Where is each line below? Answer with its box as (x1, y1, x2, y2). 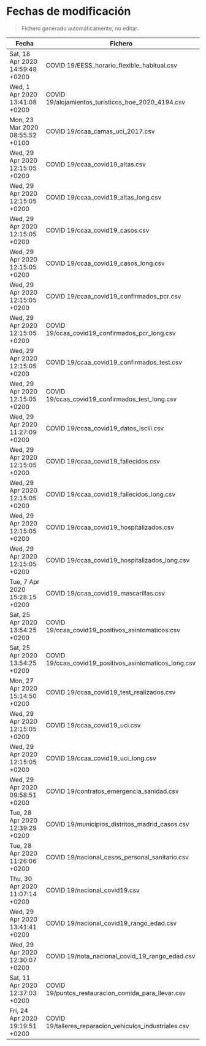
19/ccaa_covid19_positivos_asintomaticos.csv (45, 626, 181, 634)
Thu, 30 (9, 874, 32, 883)
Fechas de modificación (6, 4, 131, 18)
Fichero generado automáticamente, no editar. (21, 25, 139, 32)
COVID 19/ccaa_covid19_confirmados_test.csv (45, 358, 183, 366)
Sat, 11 (9, 973, 31, 982)
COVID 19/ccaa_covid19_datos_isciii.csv (45, 424, 164, 432)
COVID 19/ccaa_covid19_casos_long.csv (45, 259, 166, 268)
